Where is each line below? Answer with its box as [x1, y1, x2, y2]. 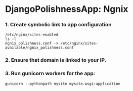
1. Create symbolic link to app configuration [5, 21, 112, 28]
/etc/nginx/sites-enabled [5, 32, 58, 38]
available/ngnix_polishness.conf [5, 45, 74, 50]
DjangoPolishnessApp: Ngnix [5, 3, 129, 15]
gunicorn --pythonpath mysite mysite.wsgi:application [5, 81, 121, 86]
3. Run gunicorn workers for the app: [5, 70, 95, 77]
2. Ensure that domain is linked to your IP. [5, 57, 107, 64]
